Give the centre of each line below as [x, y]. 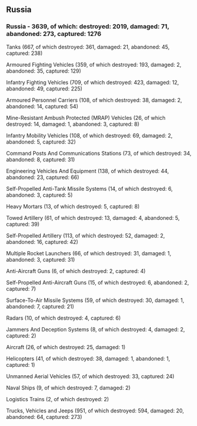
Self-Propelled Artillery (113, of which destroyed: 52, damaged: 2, [85, 235]
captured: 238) [25, 53]
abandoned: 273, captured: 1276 [54, 34]
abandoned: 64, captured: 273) [44, 417]
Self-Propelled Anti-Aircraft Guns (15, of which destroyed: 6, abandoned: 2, [98, 282]
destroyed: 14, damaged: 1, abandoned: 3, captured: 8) [73, 124]
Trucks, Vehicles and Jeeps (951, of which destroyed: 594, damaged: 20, [95, 411]
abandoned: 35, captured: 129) [44, 71]
